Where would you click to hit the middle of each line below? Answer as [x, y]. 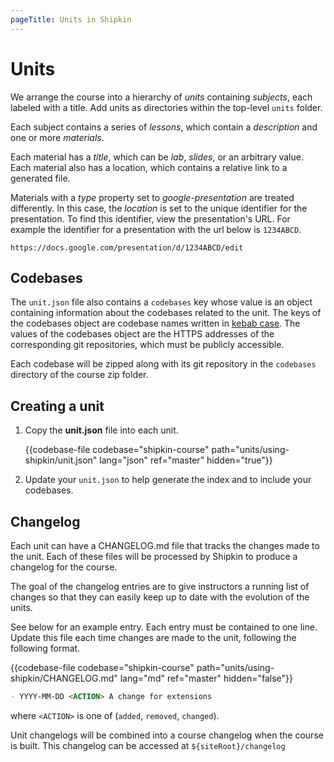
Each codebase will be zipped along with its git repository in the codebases [163, 364]
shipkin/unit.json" [61, 460]
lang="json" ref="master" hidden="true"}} [186, 460]
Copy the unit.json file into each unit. [101, 430]
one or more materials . [57, 137]
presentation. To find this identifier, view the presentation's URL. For [150, 218]
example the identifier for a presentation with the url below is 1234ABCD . [156, 229]
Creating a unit [57, 406]
